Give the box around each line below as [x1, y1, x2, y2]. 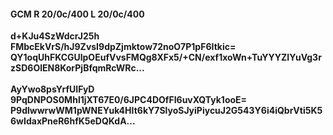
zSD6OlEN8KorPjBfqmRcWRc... [10, 62, 145, 74]
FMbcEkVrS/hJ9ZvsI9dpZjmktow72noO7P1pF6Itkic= [10, 41, 237, 53]
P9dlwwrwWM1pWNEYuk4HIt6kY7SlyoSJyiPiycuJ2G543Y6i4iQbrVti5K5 [10, 105, 323, 117]
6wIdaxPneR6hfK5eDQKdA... [10, 115, 136, 127]
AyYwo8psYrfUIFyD [10, 83, 95, 95]
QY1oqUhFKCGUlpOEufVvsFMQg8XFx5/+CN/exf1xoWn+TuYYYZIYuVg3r [10, 51, 322, 64]
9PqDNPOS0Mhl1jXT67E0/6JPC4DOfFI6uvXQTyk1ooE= [10, 94, 248, 106]
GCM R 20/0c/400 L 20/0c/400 [10, 8, 145, 20]
